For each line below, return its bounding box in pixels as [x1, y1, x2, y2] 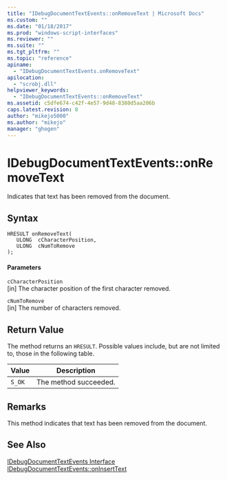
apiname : [7, 61, 32, 68]
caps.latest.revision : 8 [7, 106, 78, 113]
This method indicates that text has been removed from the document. [7, 419, 208, 427]
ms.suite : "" [7, 42, 45, 49]
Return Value [7, 324, 64, 335]
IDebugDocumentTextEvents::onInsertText [7, 464, 127, 472]
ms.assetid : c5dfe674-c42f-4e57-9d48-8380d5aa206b [7, 100, 155, 107]
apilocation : [7, 74, 45, 81]
